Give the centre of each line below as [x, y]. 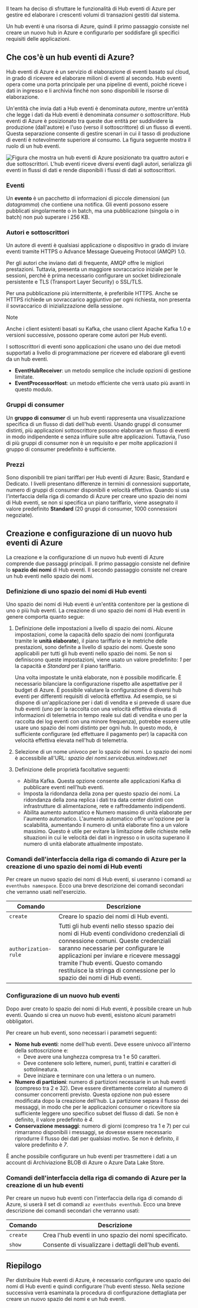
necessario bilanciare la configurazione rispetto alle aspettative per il [98, 684]
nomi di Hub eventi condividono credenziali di [122, 934]
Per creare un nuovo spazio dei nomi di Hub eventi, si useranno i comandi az [99, 879]
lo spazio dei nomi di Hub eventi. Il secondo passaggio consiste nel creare [97, 570]
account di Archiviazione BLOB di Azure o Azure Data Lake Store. [85, 1162]
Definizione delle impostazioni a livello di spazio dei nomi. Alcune [94, 628]
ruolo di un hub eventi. [33, 146]
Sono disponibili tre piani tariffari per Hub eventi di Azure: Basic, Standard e [98, 477]
